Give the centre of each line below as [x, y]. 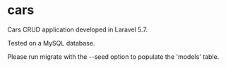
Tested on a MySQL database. [51, 43]
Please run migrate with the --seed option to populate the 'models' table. [113, 56]
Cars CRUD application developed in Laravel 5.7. [78, 29]
